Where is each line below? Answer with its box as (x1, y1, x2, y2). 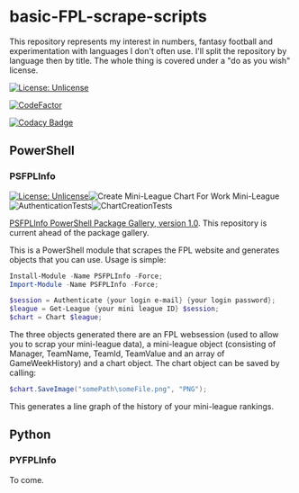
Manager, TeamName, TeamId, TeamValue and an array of (9, 348, 225, 359)
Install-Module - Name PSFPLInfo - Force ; (9, 272, 164, 281)
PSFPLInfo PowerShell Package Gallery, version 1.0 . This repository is (9, 218, 267, 229)
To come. (9, 474, 45, 485)
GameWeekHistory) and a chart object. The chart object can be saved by (9, 358, 281, 368)
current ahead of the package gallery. (9, 227, 150, 238)
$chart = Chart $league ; (9, 313, 103, 322)
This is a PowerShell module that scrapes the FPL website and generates (9, 245, 280, 255)
